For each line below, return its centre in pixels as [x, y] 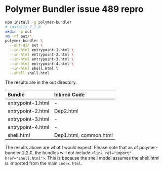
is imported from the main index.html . [44, 163]
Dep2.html [66, 111]
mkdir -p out [19, 31]
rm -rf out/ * [19, 36]
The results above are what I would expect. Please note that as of [72, 148]
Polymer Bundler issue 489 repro [75, 9]
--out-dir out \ [26, 46]
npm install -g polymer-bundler [38, 22]
